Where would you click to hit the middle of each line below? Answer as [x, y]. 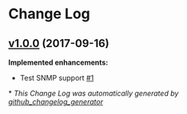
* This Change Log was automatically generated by [93, 93]
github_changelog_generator [56, 102]
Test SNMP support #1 [57, 78]
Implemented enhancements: [58, 62]
